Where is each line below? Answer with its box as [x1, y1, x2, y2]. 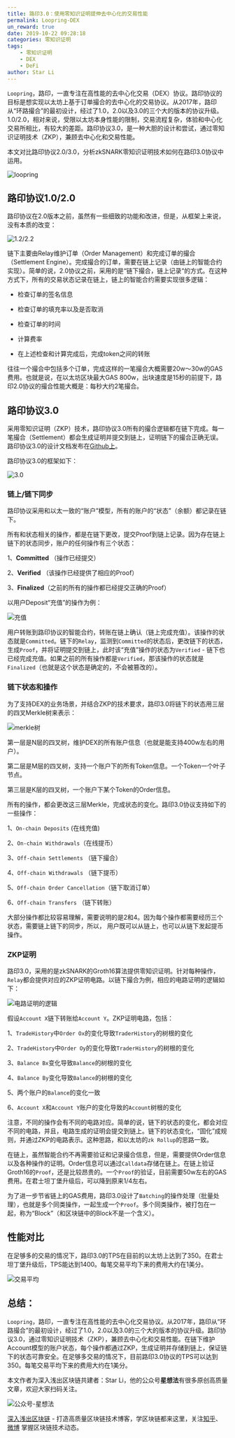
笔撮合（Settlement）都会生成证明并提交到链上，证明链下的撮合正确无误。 [7, 433, 222, 441]
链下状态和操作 [7, 683, 58, 692]
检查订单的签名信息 [17, 290, 73, 299]
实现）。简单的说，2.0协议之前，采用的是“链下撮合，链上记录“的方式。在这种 [7, 266, 227, 275]
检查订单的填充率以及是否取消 [17, 305, 104, 313]
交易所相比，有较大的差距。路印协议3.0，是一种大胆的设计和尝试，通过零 [7, 124, 219, 132]
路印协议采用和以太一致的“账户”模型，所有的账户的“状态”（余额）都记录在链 [7, 506, 227, 515]
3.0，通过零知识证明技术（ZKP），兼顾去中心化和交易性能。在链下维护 [13, 1334, 215, 1343]
